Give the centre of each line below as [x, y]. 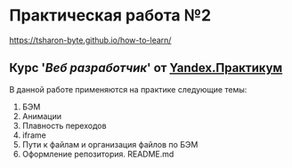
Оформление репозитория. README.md [98, 154]
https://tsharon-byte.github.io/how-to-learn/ [90, 40]
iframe [34, 135]
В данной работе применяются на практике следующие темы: [128, 89]
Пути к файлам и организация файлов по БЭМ [110, 144]
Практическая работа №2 [110, 16]
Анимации [42, 116]
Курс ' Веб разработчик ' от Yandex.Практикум [146, 68]
